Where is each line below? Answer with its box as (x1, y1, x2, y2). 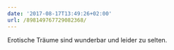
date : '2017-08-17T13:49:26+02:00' (7, 10, 112, 17)
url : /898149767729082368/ (7, 17, 87, 24)
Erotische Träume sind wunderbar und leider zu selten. (7, 35, 168, 44)
